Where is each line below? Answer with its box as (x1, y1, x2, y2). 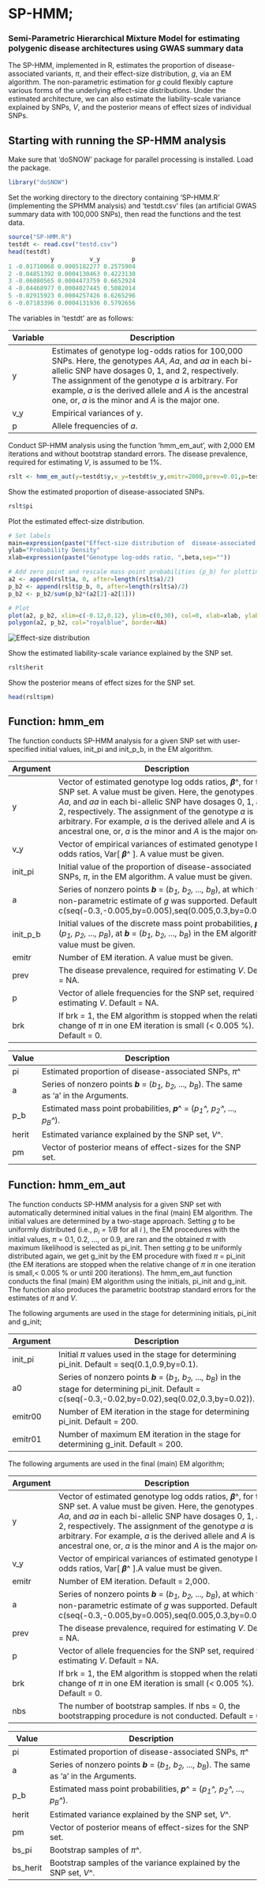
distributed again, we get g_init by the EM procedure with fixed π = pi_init (8, 1251, 246, 1261)
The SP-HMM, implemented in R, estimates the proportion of (8, 61, 205, 70)
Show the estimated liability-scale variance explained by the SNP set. (8, 649, 233, 658)
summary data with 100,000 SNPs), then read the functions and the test (8, 210, 241, 219)
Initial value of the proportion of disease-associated (58, 861, 252, 872)
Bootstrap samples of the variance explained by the (50, 1857, 241, 1868)
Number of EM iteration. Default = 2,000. (58, 1576, 211, 1587)
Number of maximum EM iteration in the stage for (58, 1429, 241, 1440)
